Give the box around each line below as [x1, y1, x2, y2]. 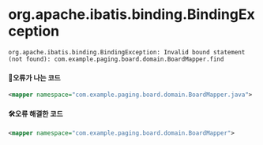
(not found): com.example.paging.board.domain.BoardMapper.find [8, 55, 224, 63]
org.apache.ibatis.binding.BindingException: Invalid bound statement [8, 48, 246, 56]
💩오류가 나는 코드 [8, 72, 61, 82]
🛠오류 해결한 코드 [8, 109, 63, 118]
